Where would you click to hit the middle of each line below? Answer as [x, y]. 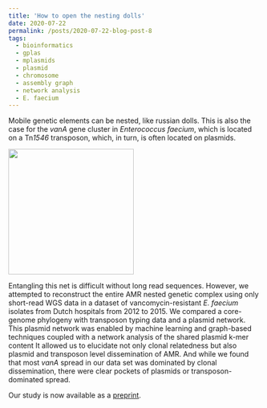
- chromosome [37, 75]
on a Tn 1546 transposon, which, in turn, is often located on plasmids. [122, 138]
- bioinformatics [44, 46]
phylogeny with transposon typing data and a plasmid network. [142, 320]
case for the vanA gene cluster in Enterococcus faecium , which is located [130, 129]
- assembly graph [44, 83]
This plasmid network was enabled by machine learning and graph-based [130, 328]
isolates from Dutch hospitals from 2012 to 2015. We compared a [115, 312]
